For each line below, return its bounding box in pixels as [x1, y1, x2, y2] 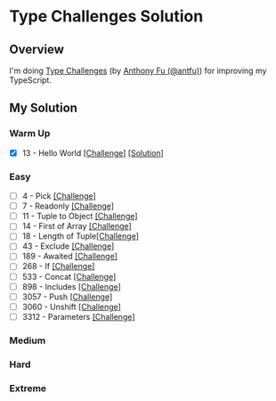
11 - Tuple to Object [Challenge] [21, 211, 138, 222]
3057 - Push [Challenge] [21, 291, 113, 302]
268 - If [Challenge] [21, 261, 95, 272]
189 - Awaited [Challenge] [21, 251, 118, 262]
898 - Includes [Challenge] [21, 281, 122, 291]
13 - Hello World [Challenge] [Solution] [21, 147, 165, 158]
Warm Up [9, 127, 51, 140]
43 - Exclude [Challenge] [21, 241, 115, 251]
